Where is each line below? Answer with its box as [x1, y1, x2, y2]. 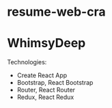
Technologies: [7, 58, 47, 66]
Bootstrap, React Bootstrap [16, 79, 94, 87]
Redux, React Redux [16, 93, 74, 101]
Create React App [16, 71, 68, 79]
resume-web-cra [7, 4, 106, 20]
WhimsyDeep [7, 36, 86, 51]
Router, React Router [16, 86, 76, 94]
